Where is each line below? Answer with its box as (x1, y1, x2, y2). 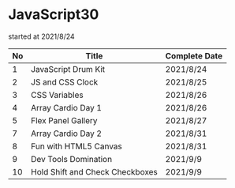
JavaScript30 (8, 6, 99, 24)
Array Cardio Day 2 (31, 128, 103, 139)
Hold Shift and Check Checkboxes (31, 166, 158, 177)
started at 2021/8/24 (8, 32, 75, 41)
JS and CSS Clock (31, 77, 99, 88)
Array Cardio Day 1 (31, 102, 103, 113)
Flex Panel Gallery (31, 115, 98, 126)
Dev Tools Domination (31, 153, 113, 164)
